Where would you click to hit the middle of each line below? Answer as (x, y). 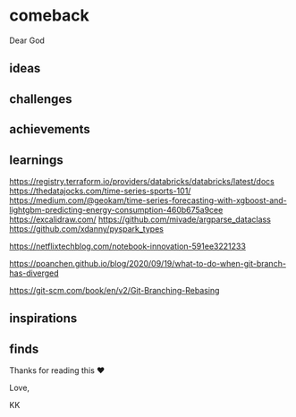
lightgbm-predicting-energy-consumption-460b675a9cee (116, 209)
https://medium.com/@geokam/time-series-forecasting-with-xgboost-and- (148, 200)
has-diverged (34, 273)
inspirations (43, 319)
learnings (37, 160)
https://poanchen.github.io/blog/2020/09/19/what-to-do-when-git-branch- (148, 263)
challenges (41, 99)
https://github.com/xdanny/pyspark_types (86, 228)
